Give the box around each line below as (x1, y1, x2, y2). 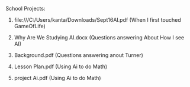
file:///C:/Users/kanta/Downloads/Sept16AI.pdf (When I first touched (14, 16, 181, 23)
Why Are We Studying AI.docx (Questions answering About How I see (14, 34, 185, 41)
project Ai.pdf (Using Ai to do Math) (14, 75, 101, 81)
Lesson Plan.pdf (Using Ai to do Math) (14, 63, 108, 70)
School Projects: (5, 5, 46, 12)
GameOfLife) (14, 23, 46, 29)
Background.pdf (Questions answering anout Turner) (14, 52, 143, 58)
